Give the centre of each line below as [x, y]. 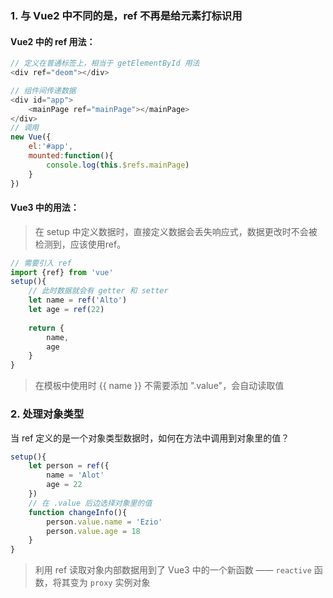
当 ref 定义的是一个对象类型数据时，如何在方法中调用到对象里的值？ [150, 438]
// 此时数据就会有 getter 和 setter [98, 291]
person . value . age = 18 [93, 531]
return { [46, 328]
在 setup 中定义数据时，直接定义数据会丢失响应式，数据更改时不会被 [176, 231]
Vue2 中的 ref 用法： [53, 41]
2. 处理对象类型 [47, 414]
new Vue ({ [31, 137]
